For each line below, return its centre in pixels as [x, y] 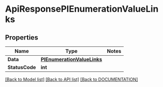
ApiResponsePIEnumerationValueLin [82, 9]
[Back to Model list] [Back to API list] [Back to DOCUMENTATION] [72, 79]
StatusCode [22, 67]
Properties [22, 37]
